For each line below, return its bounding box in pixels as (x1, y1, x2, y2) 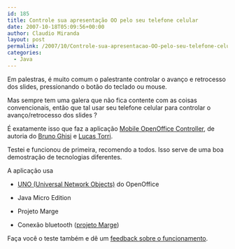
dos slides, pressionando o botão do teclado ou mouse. (7, 82, 168, 91)
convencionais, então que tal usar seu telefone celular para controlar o (7, 103, 211, 112)
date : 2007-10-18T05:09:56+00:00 (7, 23, 105, 30)
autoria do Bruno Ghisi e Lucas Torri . (7, 131, 113, 140)
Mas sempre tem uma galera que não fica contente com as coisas (7, 96, 197, 104)
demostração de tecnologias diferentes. (7, 152, 122, 161)
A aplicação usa (7, 166, 54, 175)
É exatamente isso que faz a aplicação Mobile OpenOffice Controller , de (7, 124, 215, 133)
